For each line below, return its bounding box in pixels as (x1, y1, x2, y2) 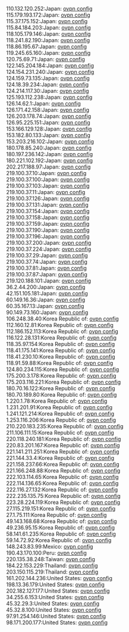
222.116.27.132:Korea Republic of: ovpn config (6, 486, 118, 493)
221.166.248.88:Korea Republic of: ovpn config (6, 467, 121, 474)
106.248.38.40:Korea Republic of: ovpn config (6, 315, 119, 322)
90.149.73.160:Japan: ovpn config (6, 309, 89, 316)
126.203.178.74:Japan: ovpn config (6, 113, 92, 120)
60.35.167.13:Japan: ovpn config (6, 303, 84, 309)
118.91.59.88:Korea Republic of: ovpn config (6, 360, 114, 366)
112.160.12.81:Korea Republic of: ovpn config (6, 322, 114, 328)
